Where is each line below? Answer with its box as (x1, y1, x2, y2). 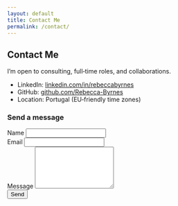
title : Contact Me (7, 17, 60, 24)
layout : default (7, 10, 54, 17)
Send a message (7, 112, 64, 122)
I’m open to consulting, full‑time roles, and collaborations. (7, 67, 171, 76)
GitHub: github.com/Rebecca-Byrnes (17, 88, 123, 96)
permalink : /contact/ (7, 23, 70, 30)
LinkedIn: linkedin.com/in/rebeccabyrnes (17, 80, 134, 89)
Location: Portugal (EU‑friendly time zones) (17, 95, 141, 104)
